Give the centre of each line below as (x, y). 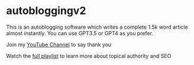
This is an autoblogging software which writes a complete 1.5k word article (97, 27)
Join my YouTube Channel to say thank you (59, 45)
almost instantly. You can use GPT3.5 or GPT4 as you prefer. (80, 33)
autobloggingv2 (46, 11)
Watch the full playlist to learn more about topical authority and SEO (89, 56)
